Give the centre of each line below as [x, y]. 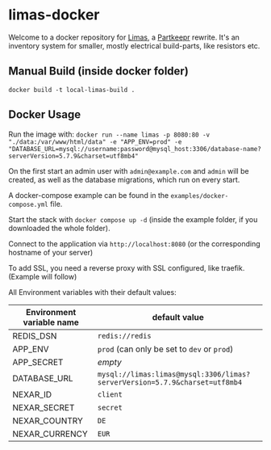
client [110, 394]
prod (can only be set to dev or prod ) [165, 349]
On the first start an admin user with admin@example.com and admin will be [129, 170]
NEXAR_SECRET [44, 407]
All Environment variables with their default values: [92, 292]
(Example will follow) [43, 276]
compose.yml [28, 204]
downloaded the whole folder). [59, 228]
